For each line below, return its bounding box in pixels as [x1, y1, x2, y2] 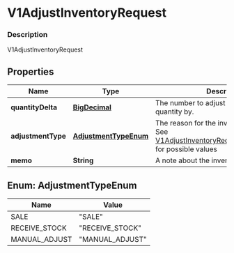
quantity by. [155, 107, 194, 116]
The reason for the [155, 118, 217, 128]
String [72, 155, 94, 165]
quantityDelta [10, 102, 58, 112]
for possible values [155, 144, 218, 154]
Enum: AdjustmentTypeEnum [7, 179, 137, 191]
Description [7, 30, 48, 40]
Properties [7, 66, 54, 77]
